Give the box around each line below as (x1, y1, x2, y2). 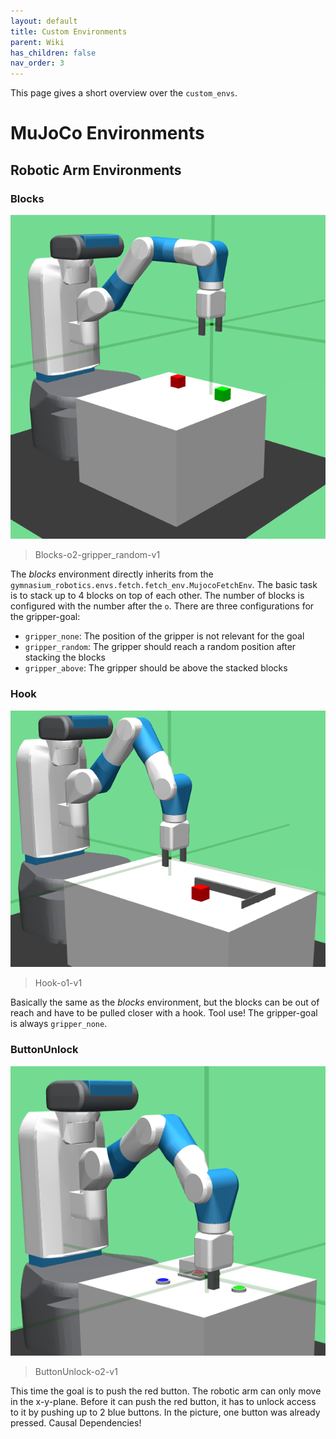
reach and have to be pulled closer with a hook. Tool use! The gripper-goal (10, 1007, 318, 1019)
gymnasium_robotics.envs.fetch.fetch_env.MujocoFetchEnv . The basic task (10, 579, 318, 591)
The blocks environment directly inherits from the (10, 568, 214, 580)
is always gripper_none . (10, 1018, 108, 1030)
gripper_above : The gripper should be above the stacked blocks (24, 662, 288, 674)
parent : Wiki (10, 37, 65, 47)
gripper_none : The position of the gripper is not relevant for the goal (24, 630, 305, 642)
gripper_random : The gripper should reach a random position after (24, 641, 297, 653)
